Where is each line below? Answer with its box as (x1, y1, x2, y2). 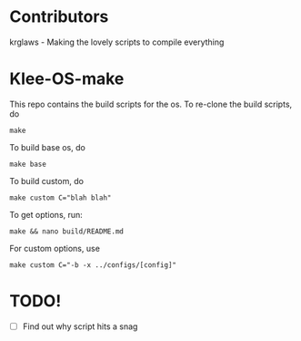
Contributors (9, 6, 109, 27)
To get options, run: (9, 209, 84, 220)
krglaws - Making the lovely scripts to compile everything (9, 36, 225, 47)
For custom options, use (9, 243, 100, 253)
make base (9, 160, 47, 169)
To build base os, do (9, 141, 86, 152)
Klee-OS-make (9, 68, 125, 89)
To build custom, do (9, 175, 85, 186)
